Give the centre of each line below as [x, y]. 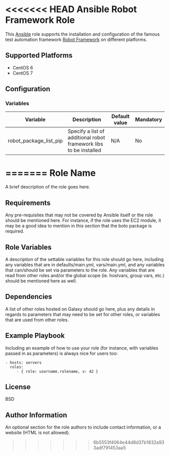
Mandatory [148, 120]
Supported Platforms [39, 55]
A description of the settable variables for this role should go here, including [84, 259]
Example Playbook [35, 336]
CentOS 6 [23, 67]
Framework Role [40, 20]
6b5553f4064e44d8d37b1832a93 [129, 442]
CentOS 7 [23, 73]
